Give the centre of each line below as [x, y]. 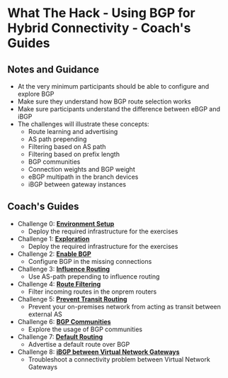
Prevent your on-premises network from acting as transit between [125, 306]
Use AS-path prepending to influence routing [94, 276]
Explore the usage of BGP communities [85, 329]
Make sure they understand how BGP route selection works [104, 101]
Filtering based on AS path [67, 146]
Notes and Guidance [53, 69]
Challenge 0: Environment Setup [66, 223]
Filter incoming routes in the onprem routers [92, 291]
